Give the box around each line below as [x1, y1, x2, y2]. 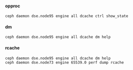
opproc [5, 3, 21, 9]
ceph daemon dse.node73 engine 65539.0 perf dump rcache [5, 60, 124, 65]
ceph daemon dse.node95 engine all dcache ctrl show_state [5, 14, 129, 18]
